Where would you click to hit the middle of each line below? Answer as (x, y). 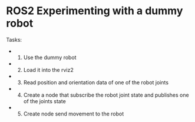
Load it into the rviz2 (48, 70)
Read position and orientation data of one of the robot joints (96, 82)
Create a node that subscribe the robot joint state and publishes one (106, 95)
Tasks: (14, 39)
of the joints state (44, 101)
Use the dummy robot (50, 57)
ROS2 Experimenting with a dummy (95, 11)
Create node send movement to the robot (74, 114)
